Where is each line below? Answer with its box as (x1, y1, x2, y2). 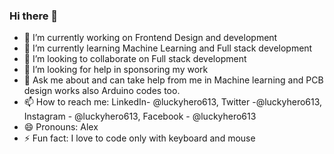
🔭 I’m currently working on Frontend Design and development (23, 32, 278, 44)
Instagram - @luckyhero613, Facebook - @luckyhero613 (23, 110, 257, 123)
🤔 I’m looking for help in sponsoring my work (23, 64, 209, 76)
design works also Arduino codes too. (23, 85, 181, 97)
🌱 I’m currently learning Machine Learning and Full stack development (23, 42, 313, 54)
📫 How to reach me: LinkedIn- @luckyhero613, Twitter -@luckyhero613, (23, 96, 323, 108)
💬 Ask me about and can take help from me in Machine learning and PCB (23, 74, 324, 86)
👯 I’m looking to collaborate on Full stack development (23, 53, 247, 65)
